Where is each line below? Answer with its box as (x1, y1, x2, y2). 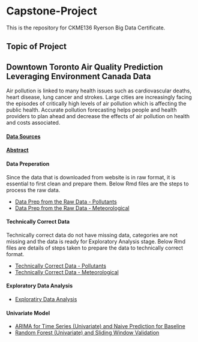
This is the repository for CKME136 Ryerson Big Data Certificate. (6, 24, 166, 31)
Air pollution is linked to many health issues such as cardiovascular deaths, (6, 87, 192, 94)
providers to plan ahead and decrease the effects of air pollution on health (6, 113, 190, 120)
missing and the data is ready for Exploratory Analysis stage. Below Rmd (6, 238, 186, 245)
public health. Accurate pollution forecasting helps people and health (6, 106, 177, 113)
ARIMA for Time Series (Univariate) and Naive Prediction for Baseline (14, 323, 186, 330)
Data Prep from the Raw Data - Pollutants (14, 198, 117, 205)
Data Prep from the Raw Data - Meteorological (14, 204, 130, 211)
